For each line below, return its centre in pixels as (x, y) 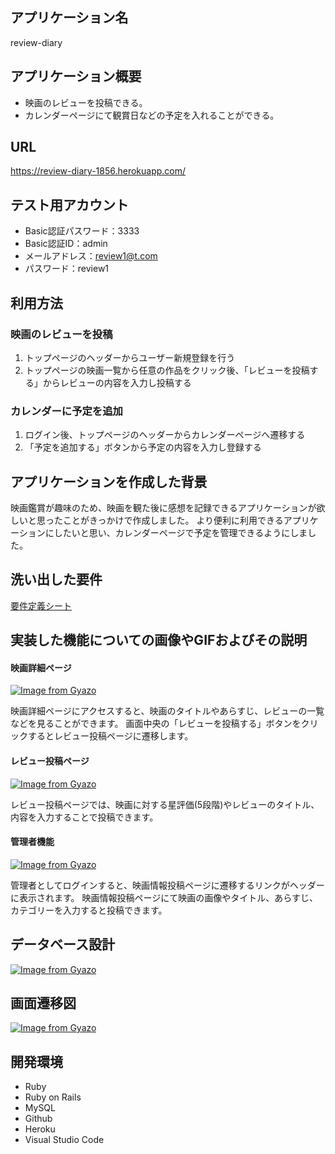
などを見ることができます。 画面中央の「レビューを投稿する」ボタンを (156, 724)
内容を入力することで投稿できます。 (84, 817)
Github (38, 1119)
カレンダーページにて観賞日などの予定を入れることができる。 (152, 115)
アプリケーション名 (69, 18)
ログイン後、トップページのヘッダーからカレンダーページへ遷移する (165, 435)
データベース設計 (62, 944)
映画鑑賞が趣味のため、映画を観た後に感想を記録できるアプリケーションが (163, 508)
